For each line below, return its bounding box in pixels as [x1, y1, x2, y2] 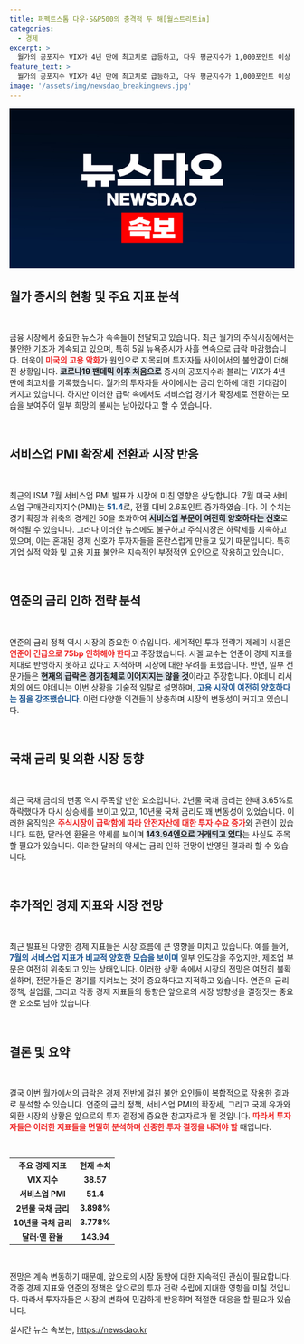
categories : [9, 24, 54, 34]
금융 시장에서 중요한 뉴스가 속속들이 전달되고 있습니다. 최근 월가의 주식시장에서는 [9, 332, 295, 343]
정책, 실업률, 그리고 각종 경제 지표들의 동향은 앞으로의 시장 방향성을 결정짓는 [9, 986, 278, 997]
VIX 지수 [26, 1175, 59, 1185]
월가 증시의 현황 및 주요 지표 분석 [9, 288, 180, 304]
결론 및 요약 [9, 1044, 71, 1059]
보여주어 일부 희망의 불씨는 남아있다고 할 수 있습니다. [25, 400, 213, 411]
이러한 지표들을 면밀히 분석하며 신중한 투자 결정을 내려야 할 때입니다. [33, 1122, 271, 1133]
